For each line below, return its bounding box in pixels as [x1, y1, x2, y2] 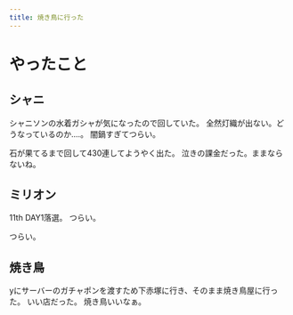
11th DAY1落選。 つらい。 [9, 213, 101, 223]
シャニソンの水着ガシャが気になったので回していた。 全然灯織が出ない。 [9, 117, 277, 128]
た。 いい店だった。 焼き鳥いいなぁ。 [9, 296, 147, 307]
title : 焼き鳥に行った [9, 12, 85, 22]
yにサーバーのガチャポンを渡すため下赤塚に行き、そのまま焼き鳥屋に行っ [9, 286, 279, 296]
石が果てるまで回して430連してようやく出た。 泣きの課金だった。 [9, 148, 252, 158]
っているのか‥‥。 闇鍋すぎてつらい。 [24, 128, 161, 139]
